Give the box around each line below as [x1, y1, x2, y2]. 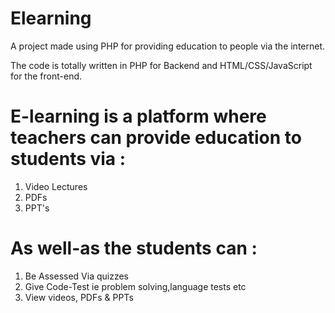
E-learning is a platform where [10, 105, 267, 128]
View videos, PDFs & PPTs [24, 291, 134, 303]
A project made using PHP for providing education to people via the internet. [10, 40, 326, 52]
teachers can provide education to [10, 127, 302, 149]
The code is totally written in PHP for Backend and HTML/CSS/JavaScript [10, 59, 313, 71]
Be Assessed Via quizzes [24, 270, 130, 282]
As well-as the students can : [10, 237, 258, 260]
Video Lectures [24, 180, 88, 192]
